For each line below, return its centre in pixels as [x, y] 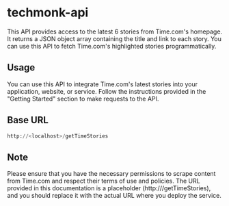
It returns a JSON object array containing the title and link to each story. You [114, 38]
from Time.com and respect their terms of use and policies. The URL [104, 181]
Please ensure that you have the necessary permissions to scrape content [111, 174]
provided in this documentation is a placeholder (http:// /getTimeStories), [109, 188]
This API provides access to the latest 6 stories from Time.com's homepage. [115, 31]
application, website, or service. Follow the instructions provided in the [107, 91]
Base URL [28, 120]
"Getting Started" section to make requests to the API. [83, 99]
